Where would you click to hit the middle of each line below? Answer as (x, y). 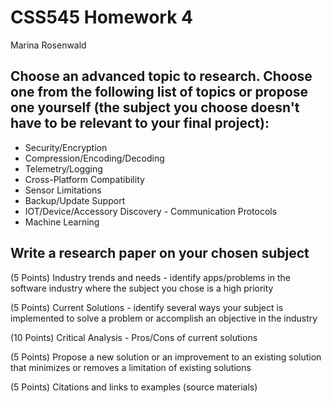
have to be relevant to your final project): (140, 123)
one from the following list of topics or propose (159, 92)
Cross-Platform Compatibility (84, 179)
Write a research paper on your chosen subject (160, 253)
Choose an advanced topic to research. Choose (161, 76)
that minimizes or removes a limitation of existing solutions (131, 367)
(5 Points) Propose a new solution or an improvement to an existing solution (166, 357)
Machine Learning (62, 222)
